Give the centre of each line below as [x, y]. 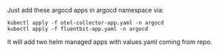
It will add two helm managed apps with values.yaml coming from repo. [110, 42]
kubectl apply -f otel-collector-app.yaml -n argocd [86, 23]
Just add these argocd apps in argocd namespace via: [86, 10]
